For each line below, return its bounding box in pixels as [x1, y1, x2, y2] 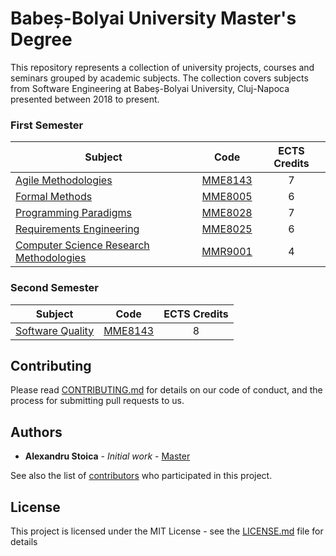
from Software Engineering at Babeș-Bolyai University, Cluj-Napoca [10, 82, 290, 94]
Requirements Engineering [15, 222, 140, 236]
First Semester [10, 118, 84, 132]
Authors [10, 423, 63, 441]
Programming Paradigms [15, 206, 133, 220]
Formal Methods [15, 190, 93, 204]
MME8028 [201, 206, 253, 220]
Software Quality [15, 323, 95, 337]
